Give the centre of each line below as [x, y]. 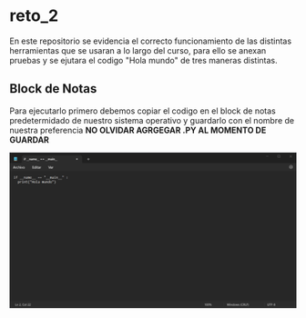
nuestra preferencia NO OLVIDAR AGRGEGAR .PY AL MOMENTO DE [138, 130]
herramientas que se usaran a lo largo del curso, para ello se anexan [138, 50]
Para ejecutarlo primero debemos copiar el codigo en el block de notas [143, 111]
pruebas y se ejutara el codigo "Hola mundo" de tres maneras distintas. [143, 60]
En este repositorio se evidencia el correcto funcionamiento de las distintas [151, 41]
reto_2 [34, 16]
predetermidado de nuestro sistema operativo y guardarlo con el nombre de [152, 120]
